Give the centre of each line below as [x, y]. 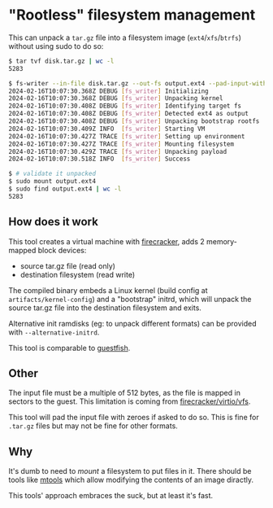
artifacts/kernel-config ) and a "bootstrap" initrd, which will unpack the [130, 299]
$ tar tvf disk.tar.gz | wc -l [61, 61]
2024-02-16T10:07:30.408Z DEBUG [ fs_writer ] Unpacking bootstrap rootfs [134, 121]
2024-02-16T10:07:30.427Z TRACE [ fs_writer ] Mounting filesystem [121, 144]
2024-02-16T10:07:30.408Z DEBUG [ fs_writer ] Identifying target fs [125, 106]
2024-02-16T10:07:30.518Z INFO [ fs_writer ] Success [100, 159]
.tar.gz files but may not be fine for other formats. [93, 426]
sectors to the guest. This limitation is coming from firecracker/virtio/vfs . [130, 401]
